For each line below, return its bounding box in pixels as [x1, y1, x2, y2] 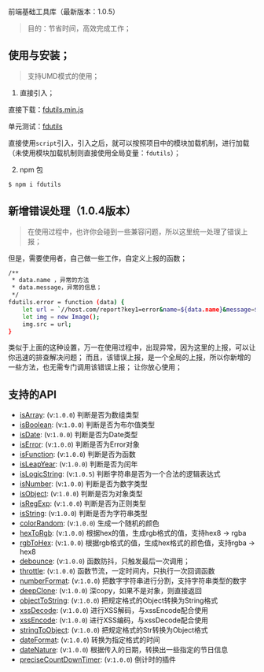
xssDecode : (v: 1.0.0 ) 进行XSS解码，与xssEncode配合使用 [19, 606, 209, 615]
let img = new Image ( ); [22, 313, 101, 321]
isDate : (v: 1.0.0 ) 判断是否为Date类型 [19, 430, 138, 440]
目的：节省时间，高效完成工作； [27, 24, 131, 33]
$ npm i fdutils [8, 180, 61, 188]
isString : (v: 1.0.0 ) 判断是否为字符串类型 [19, 509, 148, 518]
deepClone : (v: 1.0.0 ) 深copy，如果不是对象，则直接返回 [19, 586, 203, 596]
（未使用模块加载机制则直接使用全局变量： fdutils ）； [8, 148, 181, 158]
